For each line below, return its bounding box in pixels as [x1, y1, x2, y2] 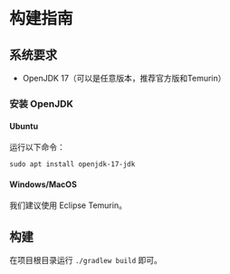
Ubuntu [9, 120, 39, 131]
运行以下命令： [9, 142, 65, 153]
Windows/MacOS [9, 178, 77, 190]
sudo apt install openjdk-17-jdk [9, 160, 136, 169]
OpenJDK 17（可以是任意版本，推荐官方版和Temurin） [22, 73, 226, 83]
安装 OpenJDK [9, 97, 74, 109]
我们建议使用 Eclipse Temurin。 [9, 200, 127, 211]
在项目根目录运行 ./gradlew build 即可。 [9, 255, 163, 266]
